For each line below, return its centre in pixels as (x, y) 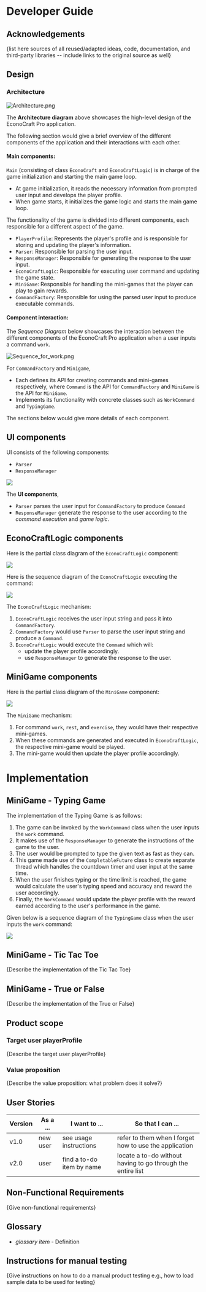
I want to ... (86, 1124)
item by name (82, 1167)
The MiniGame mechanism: (39, 715)
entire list (131, 1170)
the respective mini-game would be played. (70, 746)
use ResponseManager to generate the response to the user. (98, 657)
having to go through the (153, 1163)
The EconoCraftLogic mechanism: (49, 606)
